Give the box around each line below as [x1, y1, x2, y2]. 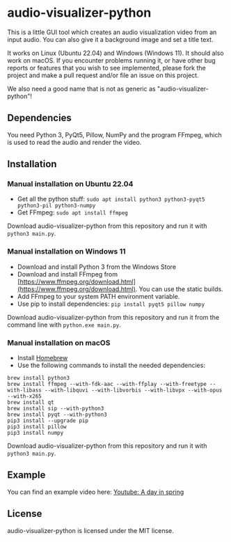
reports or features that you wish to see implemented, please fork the [7, 63, 207, 72]
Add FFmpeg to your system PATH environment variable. [17, 292, 180, 300]
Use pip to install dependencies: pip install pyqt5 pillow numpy [17, 300, 205, 308]
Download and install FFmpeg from [17, 270, 118, 278]
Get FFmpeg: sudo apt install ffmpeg [17, 208, 129, 217]
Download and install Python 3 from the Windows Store [17, 263, 176, 271]
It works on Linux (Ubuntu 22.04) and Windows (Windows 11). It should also [7, 49, 224, 57]
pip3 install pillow [7, 424, 67, 431]
